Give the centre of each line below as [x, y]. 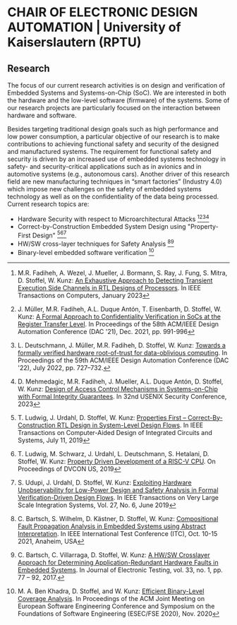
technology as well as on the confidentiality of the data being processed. [113, 196]
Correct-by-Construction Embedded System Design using [102, 226]
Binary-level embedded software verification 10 [86, 251]
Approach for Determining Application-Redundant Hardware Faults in [118, 562]
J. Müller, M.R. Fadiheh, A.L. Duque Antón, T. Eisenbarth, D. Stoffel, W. [120, 309]
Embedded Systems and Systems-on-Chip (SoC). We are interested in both [117, 93]
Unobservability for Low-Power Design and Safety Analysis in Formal [118, 490]
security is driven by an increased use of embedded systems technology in [116, 159]
